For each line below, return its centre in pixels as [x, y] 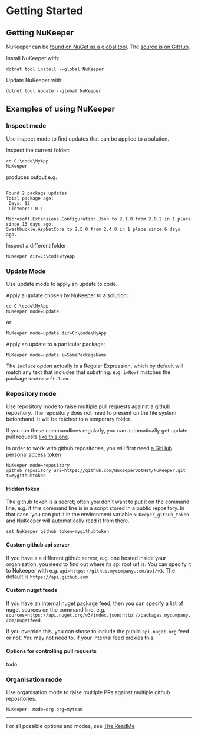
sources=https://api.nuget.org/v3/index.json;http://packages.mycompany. [99, 615]
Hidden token [23, 489]
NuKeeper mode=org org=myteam [44, 710]
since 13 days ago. [30, 224]
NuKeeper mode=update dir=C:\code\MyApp [57, 333]
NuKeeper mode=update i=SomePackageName [57, 355]
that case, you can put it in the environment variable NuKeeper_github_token [98, 515]
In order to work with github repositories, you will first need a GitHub [89, 448]
